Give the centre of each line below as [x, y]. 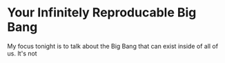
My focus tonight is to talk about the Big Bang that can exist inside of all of [113, 46]
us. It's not [22, 53]
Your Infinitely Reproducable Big [102, 13]
